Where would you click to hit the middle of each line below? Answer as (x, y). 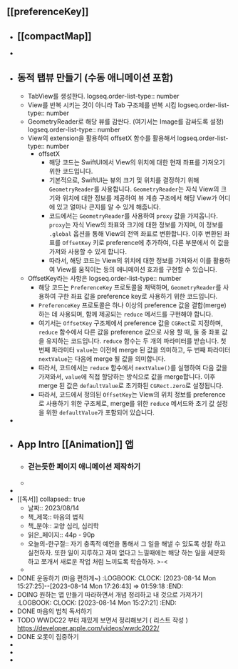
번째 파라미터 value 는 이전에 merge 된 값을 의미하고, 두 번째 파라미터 (134, 350)
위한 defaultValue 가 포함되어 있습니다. (100, 412)
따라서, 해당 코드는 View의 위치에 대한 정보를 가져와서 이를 (130, 261)
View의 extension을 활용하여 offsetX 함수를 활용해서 (102, 138)
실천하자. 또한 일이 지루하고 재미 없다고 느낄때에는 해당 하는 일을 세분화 (126, 552)
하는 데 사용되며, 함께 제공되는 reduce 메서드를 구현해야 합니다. (126, 314)
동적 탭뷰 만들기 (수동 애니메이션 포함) (95, 78)
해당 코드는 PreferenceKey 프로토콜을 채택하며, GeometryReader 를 (130, 287)
